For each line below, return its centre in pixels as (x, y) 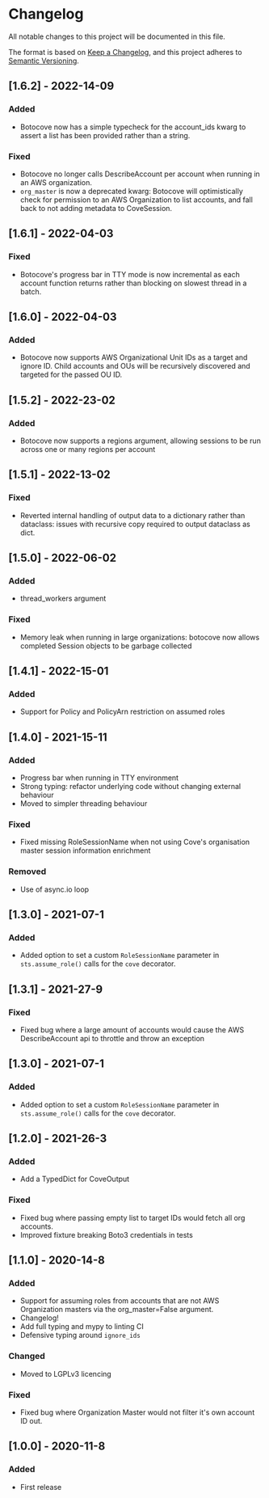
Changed (27, 1357)
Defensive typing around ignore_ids (80, 1336)
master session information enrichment (85, 850)
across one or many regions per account (88, 449)
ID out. (31, 1420)
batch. (31, 291)
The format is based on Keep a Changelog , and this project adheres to (125, 52)
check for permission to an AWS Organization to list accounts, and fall (136, 200)
